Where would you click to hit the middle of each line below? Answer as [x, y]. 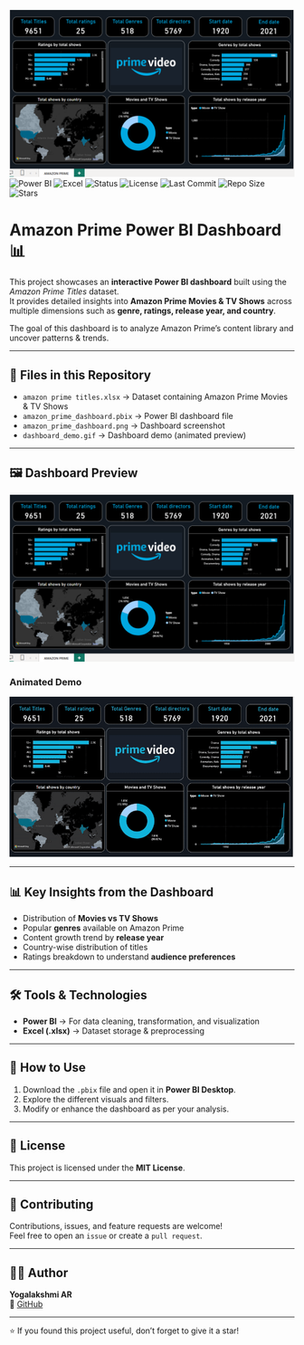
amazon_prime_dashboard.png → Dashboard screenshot [123, 425]
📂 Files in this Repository [81, 375]
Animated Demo [46, 682]
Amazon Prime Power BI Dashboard [146, 229]
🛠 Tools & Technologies [78, 995]
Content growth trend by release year [93, 938]
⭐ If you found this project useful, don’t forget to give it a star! [124, 1331]
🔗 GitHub [26, 1304]
